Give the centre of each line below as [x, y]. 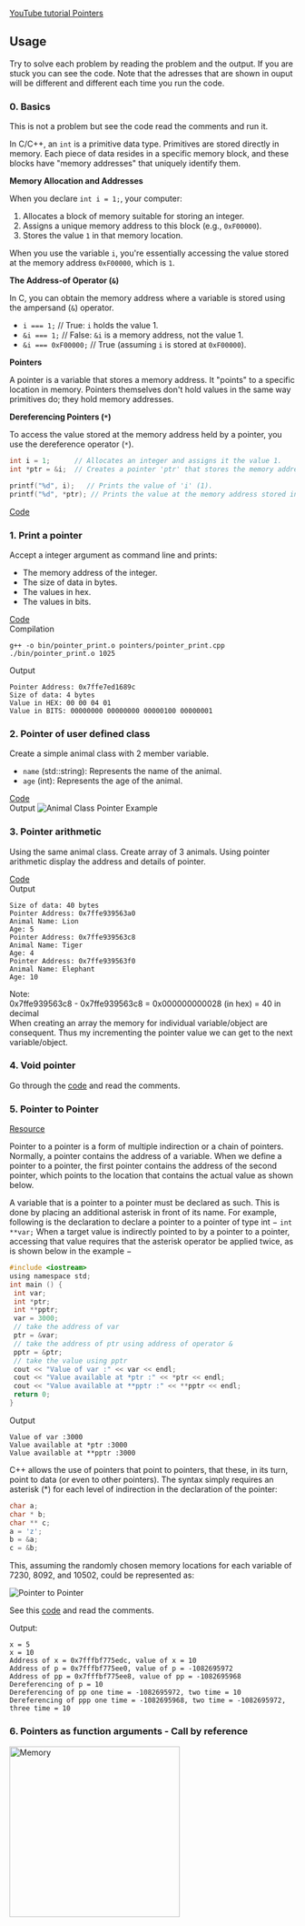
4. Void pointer [43, 1065]
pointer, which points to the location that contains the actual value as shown [151, 1175]
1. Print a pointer [46, 535]
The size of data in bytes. [70, 582]
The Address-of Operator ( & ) [64, 280]
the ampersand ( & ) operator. [62, 308]
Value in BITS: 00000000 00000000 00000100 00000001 [111, 711]
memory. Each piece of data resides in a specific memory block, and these [149, 154]
